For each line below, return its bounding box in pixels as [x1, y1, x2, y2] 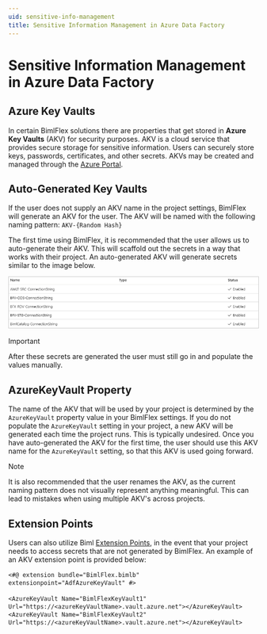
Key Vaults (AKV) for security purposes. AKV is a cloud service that [8, 134, 230, 143]
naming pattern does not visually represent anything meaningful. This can [8, 486, 250, 495]
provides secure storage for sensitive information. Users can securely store [8, 143, 255, 152]
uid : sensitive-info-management [8, 13, 115, 21]
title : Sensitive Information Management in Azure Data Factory [8, 21, 225, 29]
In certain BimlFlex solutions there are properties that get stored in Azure [8, 125, 247, 135]
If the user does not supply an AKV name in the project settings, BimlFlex [8, 203, 247, 213]
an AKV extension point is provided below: [8, 555, 147, 564]
